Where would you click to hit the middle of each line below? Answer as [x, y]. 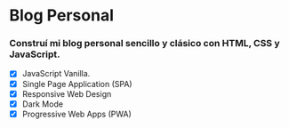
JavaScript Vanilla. [56, 74]
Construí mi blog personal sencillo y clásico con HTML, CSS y [144, 44]
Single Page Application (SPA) [77, 84]
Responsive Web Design [67, 93]
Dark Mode [43, 104]
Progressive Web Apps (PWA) [76, 114]
